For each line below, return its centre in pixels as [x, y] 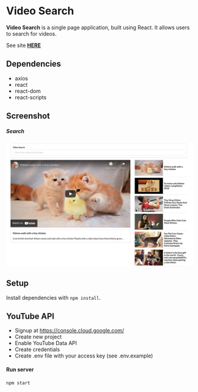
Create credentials [37, 350]
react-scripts [31, 97]
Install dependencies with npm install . [53, 297]
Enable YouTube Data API [46, 343]
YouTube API [30, 316]
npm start [18, 383]
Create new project [38, 337]
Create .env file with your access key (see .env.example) [84, 356]
